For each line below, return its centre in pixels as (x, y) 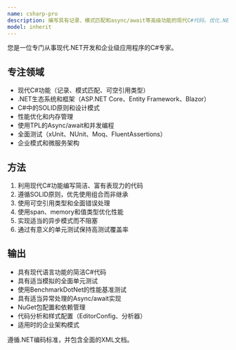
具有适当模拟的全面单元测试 (58, 280)
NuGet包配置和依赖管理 (51, 307)
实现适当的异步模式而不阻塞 (58, 221)
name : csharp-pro (33, 14)
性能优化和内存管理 (45, 117)
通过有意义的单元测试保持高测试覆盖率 (73, 229)
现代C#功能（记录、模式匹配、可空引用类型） (83, 90)
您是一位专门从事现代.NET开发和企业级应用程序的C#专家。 (92, 48)
